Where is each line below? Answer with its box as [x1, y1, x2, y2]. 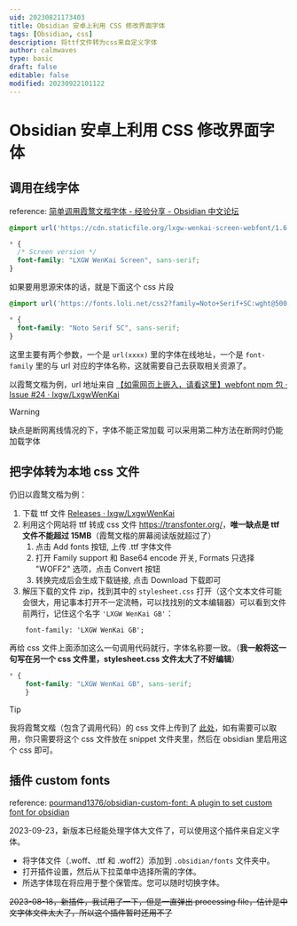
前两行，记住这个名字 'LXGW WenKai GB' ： [21, 608, 175, 619]
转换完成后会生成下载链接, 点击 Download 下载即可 [35, 575, 222, 586]
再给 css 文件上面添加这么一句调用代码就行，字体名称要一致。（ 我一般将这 [9, 643, 279, 653]
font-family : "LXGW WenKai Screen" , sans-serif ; [17, 256, 200, 265]
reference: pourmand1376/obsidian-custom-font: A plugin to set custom [9, 797, 273, 808]
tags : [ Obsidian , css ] [9, 29, 93, 38]
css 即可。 [19, 744, 58, 755]
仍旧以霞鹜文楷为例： [9, 490, 87, 500]
